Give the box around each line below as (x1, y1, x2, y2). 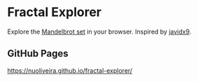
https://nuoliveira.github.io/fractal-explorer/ (7, 66, 133, 74)
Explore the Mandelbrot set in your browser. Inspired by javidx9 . (7, 27, 192, 36)
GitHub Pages (7, 48, 69, 60)
